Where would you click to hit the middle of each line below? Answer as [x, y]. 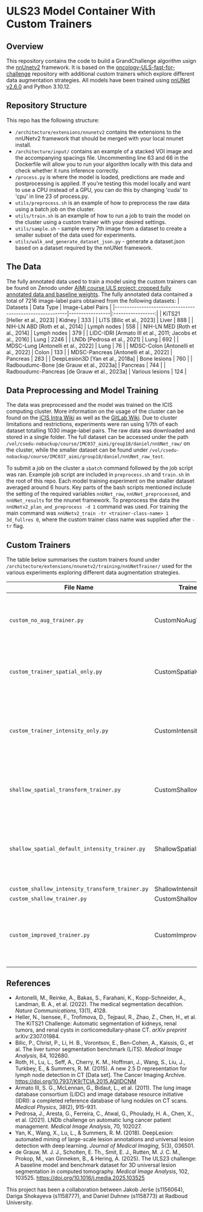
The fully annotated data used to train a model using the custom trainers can [101, 281]
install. [23, 145]
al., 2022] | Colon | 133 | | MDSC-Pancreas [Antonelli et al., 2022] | [89, 352]
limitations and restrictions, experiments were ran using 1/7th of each [92, 424]
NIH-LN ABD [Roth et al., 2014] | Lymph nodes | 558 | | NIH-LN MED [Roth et [101, 326]
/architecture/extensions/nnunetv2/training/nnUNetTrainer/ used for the [99, 566]
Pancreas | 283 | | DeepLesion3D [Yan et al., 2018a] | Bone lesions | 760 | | [99, 358]
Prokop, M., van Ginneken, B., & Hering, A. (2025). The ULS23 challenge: [106, 1159]
